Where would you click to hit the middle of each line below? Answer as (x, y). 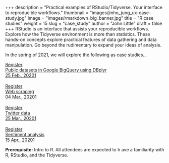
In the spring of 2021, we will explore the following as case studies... (76, 55)
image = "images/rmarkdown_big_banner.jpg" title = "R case (91, 18)
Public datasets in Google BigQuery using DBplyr (56, 70)
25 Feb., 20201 (21, 75)
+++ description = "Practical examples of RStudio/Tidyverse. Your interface (84, 7)
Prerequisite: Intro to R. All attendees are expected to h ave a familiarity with (85, 150)
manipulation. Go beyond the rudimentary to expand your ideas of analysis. (83, 45)
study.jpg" (16, 18)
